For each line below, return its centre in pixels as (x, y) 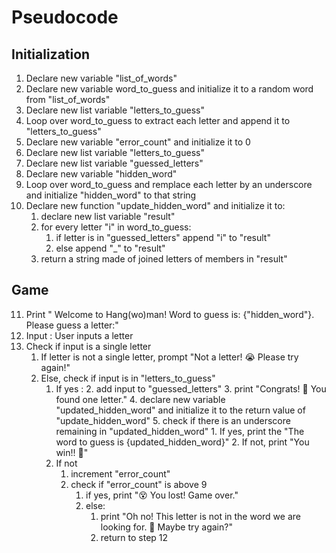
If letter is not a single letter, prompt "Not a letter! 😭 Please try (169, 357)
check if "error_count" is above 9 (139, 484)
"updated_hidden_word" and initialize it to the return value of (180, 410)
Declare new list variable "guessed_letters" (114, 163)
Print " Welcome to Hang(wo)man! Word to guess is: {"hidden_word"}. (170, 314)
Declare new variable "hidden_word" (101, 174)
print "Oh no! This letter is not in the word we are (200, 516)
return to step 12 (134, 537)
